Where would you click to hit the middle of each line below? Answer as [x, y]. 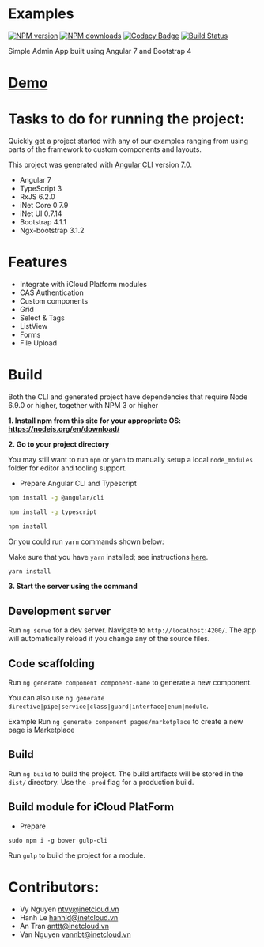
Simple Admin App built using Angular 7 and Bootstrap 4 [100, 51]
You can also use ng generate [57, 698]
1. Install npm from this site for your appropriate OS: [95, 421]
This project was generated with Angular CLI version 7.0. [100, 165]
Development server [60, 611]
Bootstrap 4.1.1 [43, 222]
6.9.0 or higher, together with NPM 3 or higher [83, 405]
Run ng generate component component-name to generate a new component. [130, 683]
